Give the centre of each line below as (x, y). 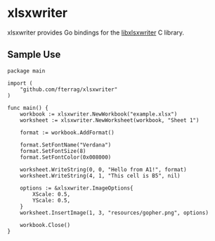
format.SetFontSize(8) (53, 151)
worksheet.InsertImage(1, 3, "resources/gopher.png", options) (115, 213)
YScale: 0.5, (52, 200)
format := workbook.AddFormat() (67, 132)
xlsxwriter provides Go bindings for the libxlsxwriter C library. (96, 32)
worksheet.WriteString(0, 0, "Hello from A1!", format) (104, 169)
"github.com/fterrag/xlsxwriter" (69, 89)
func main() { (28, 108)
